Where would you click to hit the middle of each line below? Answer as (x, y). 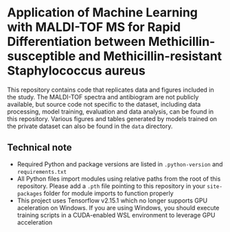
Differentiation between (77, 42)
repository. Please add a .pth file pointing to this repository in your (111, 185)
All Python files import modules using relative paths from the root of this (119, 179)
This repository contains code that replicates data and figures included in (111, 90)
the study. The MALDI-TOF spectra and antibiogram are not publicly (103, 96)
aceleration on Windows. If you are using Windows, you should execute (118, 207)
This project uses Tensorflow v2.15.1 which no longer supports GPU (112, 201)
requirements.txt (42, 172)
